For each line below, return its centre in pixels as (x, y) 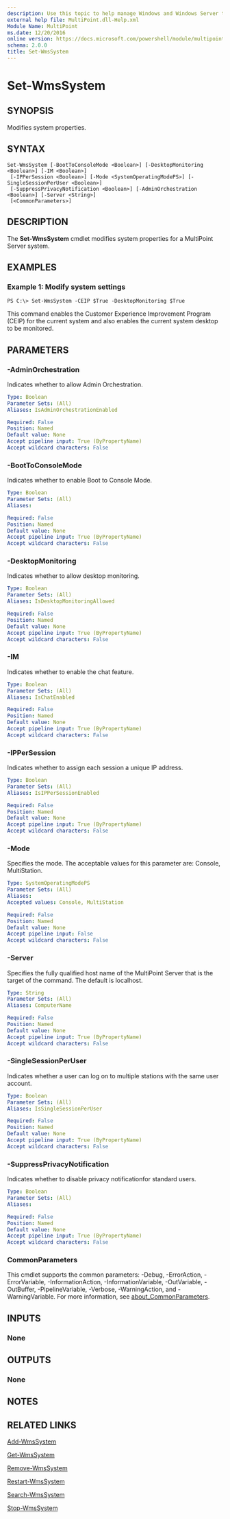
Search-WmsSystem (36, 1495)
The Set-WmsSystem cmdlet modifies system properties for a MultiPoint (110, 238)
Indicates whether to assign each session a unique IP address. (95, 768)
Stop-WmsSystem (33, 1508)
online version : (30, 39)
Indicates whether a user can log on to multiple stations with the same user (113, 1076)
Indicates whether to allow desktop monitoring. (74, 576)
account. (20, 1083)
